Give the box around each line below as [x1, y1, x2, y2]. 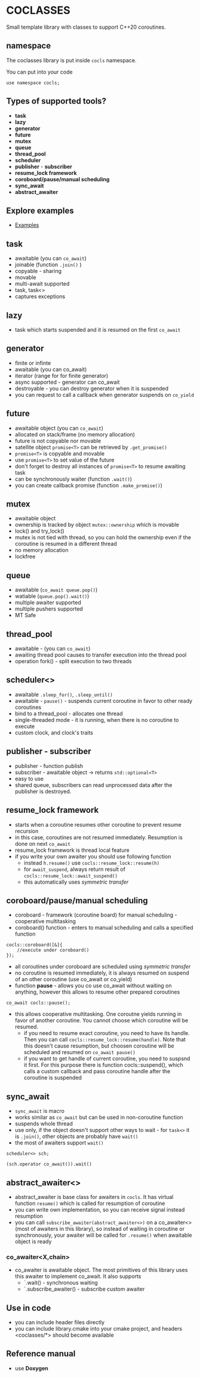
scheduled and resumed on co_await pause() [23, 1049, 136, 1056]
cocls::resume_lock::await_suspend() [23, 873, 118, 879]
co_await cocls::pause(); [6, 1000, 70, 1006]
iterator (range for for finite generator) [14, 372, 109, 379]
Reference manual [6, 1349, 76, 1359]
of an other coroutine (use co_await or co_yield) [14, 976, 133, 983]
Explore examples [6, 205, 75, 215]
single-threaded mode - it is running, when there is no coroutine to [14, 716, 179, 723]
